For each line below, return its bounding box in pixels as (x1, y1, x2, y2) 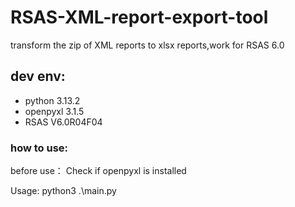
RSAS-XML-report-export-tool (10, 6, 269, 29)
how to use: (10, 141, 69, 155)
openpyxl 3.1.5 (24, 105, 85, 117)
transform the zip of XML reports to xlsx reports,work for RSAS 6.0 (10, 39, 285, 51)
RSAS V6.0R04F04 (24, 116, 103, 128)
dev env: (10, 68, 66, 85)
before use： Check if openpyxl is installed (10, 165, 187, 177)
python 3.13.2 (24, 94, 81, 106)
